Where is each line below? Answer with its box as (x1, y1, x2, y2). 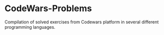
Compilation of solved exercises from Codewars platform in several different (4, 19, 159, 25)
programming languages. (4, 24, 55, 30)
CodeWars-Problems (4, 3, 92, 14)
